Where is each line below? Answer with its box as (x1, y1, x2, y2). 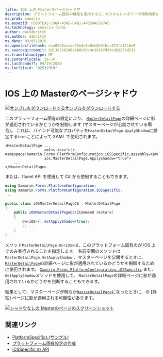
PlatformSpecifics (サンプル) (12, 334, 69, 340)
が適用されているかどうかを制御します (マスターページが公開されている (5, 121, 148, 127)
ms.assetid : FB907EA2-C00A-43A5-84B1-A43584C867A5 (5, 20, 110, 26)
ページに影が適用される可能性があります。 (12, 294, 97, 301)
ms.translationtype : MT (5, 52, 53, 57)
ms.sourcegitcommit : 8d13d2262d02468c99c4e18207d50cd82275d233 (5, 48, 136, 52)
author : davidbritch (5, 30, 47, 34)
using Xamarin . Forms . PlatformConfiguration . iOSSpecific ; (5, 188, 123, 193)
